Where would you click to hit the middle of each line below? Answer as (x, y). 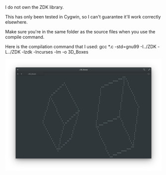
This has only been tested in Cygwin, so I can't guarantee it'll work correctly (83, 17)
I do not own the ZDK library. (35, 7)
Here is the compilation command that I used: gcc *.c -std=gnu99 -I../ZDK (81, 46)
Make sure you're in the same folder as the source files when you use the (80, 32)
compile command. (25, 37)
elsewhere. (16, 22)
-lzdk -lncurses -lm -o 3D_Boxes (55, 52)
